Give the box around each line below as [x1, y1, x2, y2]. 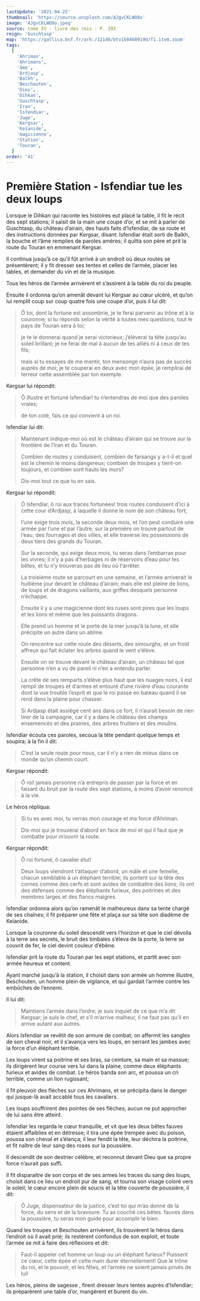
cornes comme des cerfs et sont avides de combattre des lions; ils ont [20, 880, 195, 888]
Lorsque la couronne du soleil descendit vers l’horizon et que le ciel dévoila [6, 929, 192, 937]
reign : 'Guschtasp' [6, 31, 55, 37]
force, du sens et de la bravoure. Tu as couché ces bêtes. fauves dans [20, 1209, 194, 1216]
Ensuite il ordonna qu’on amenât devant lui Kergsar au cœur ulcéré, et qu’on [6, 291, 193, 298]
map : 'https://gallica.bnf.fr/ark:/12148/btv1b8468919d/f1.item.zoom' [6, 37, 186, 43]
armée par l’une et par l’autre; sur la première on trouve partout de [20, 525, 184, 532]
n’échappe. [20, 593, 49, 600]
